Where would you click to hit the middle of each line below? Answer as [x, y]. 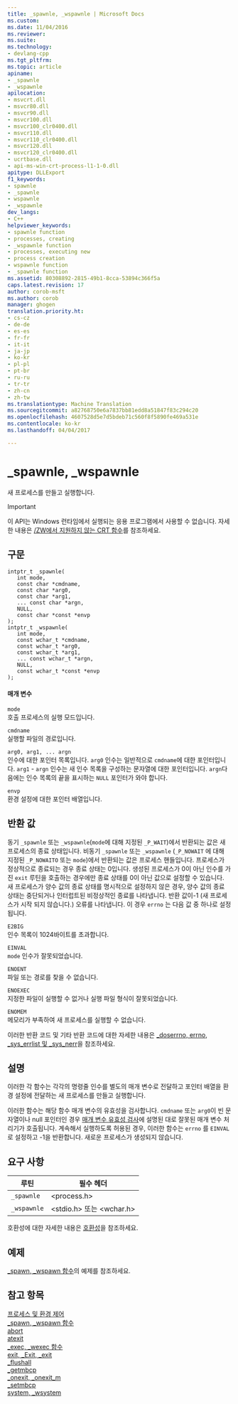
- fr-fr [19, 338]
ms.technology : [30, 47]
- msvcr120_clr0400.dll [43, 153]
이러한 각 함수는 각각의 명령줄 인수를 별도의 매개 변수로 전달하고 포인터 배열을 [114, 1087]
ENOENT [17, 969]
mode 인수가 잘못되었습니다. [45, 955]
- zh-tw [19, 397]
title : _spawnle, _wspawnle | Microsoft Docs [76, 14]
